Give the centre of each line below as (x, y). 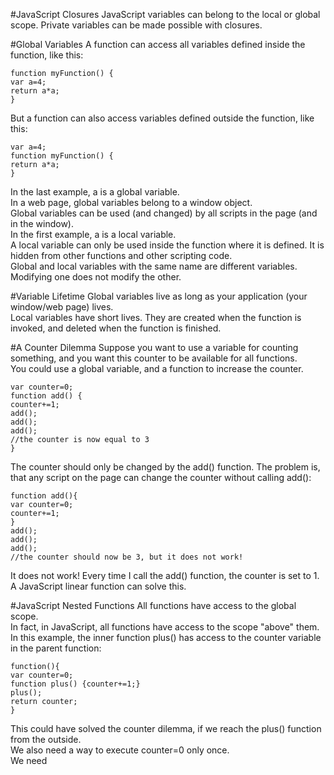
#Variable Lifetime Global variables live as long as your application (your (159, 296)
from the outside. (46, 739)
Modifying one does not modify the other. (96, 277)
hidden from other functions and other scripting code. (121, 255)
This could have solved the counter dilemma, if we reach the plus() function (166, 728)
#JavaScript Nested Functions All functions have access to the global (153, 605)
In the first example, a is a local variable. (93, 234)
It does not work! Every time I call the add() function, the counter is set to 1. (165, 575)
